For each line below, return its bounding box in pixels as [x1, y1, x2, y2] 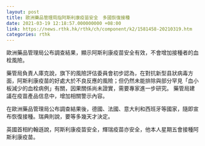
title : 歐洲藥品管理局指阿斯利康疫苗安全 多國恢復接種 [6, 15, 130, 21]
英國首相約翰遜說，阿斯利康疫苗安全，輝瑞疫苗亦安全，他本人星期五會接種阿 [6, 126, 199, 133]
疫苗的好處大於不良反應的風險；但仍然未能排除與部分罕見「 [38, 77, 188, 85]
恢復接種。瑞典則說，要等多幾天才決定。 [11, 113, 113, 120]
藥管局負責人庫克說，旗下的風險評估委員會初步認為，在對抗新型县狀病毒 [6, 69, 188, 77]
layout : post [6, 9, 40, 15]
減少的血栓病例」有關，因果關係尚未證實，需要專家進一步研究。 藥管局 [11, 85, 190, 92]
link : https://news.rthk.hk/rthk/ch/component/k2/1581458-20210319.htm [6, 26, 192, 32]
